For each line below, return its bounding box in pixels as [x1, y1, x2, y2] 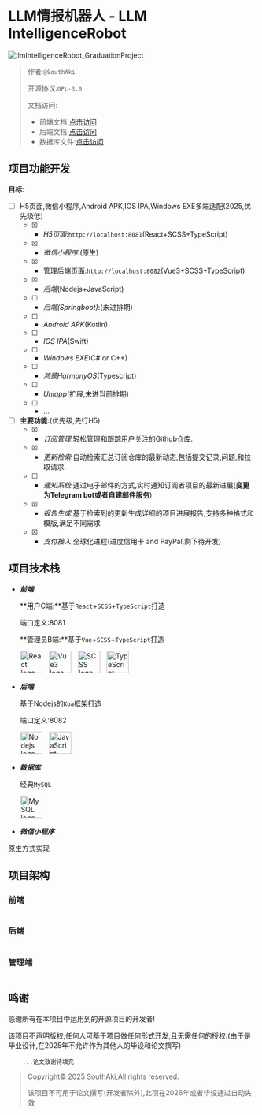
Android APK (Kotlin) [42, 319, 109, 329]
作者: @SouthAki [27, 66, 76, 76]
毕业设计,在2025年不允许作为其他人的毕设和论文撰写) [8, 1040, 182, 1050]
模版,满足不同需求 [42, 518, 101, 528]
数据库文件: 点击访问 [39, 136, 104, 146]
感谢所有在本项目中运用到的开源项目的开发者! [8, 1014, 156, 1024]
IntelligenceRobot [8, 24, 127, 43]
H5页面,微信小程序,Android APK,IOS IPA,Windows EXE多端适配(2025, [19, 201, 245, 211]
